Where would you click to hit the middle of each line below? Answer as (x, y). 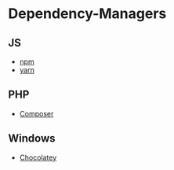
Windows (32, 139)
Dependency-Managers (87, 14)
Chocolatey (38, 157)
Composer (36, 113)
